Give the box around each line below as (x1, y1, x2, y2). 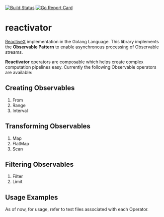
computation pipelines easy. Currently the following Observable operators (5, 64, 157, 70)
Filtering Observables (5, 160, 74, 169)
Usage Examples (5, 193, 58, 202)
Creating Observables (5, 84, 75, 92)
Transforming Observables (5, 122, 91, 130)
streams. (5, 49, 23, 55)
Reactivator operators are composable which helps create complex (5, 59, 144, 65)
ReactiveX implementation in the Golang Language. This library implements (5, 38, 159, 44)
